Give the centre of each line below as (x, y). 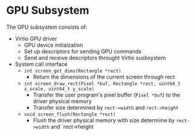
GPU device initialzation (53, 45)
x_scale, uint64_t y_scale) (59, 89)
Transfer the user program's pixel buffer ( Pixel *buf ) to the (107, 95)
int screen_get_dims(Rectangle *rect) (73, 71)
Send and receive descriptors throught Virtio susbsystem (95, 58)
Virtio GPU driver (36, 38)
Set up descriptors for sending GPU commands (82, 51)
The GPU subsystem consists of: (47, 27)
